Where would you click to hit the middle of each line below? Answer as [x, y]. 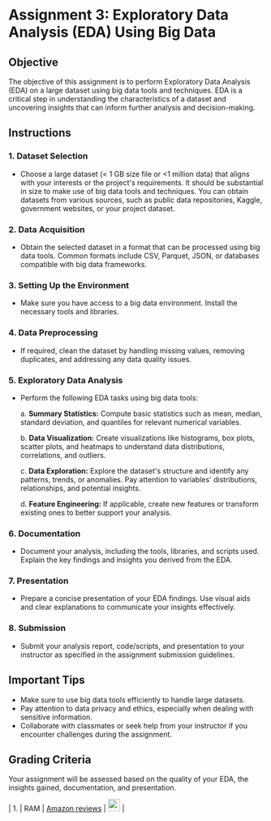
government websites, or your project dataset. [98, 208]
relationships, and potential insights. [80, 488]
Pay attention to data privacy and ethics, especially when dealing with [137, 708]
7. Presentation [39, 581]
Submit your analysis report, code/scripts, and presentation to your [132, 646]
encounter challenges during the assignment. [96, 734]
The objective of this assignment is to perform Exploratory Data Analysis [129, 82]
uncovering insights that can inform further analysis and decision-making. [132, 108]
